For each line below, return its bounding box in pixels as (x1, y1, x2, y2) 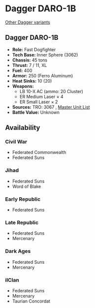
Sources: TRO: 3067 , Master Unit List (12, 104, 90, 110)
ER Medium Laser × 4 (19, 93, 63, 99)
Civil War (5, 138, 28, 145)
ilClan (5, 277, 20, 283)
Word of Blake (12, 183, 41, 189)
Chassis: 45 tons (12, 57, 48, 63)
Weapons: (12, 83, 34, 89)
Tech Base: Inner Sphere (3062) (12, 52, 78, 58)
